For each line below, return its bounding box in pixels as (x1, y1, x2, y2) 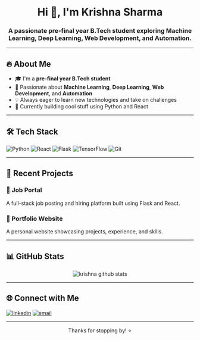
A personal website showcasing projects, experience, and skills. (6, 228, 163, 235)
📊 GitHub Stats (6, 251, 64, 261)
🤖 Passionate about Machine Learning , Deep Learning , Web (14, 83, 164, 91)
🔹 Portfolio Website (6, 214, 63, 223)
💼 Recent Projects (6, 168, 73, 178)
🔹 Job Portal (6, 186, 42, 194)
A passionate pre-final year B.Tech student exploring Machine (8, 27, 192, 35)
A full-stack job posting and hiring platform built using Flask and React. (6, 199, 180, 207)
